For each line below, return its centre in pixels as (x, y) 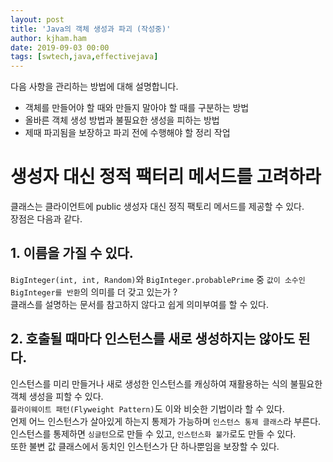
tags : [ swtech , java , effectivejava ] (84, 57)
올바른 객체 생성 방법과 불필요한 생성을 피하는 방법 (122, 120)
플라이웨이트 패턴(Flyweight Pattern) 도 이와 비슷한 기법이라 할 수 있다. (147, 408)
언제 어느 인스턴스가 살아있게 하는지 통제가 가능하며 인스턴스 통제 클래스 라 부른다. (166, 421)
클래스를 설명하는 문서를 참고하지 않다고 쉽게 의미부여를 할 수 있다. (139, 304)
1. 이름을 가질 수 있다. (72, 253)
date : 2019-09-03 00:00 (60, 47)
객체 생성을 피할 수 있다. (57, 396)
